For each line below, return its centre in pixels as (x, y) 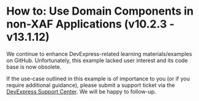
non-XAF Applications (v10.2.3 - (90, 24)
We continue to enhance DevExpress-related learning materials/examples (99, 54)
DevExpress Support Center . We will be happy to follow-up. (81, 91)
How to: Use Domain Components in (100, 11)
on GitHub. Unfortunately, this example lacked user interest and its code (97, 60)
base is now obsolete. (34, 67)
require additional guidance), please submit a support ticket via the (91, 85)
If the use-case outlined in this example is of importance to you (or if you (98, 78)
